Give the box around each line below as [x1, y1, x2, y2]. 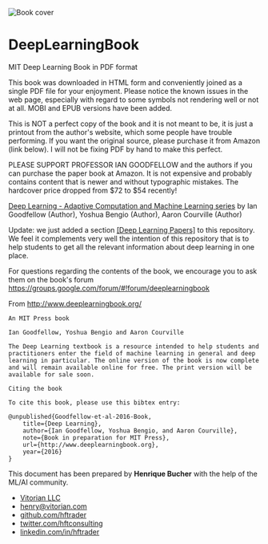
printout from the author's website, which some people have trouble [8, 127, 233, 136]
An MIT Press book [8, 314, 70, 323]
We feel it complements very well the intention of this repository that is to [8, 233, 250, 243]
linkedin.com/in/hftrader [19, 526, 100, 537]
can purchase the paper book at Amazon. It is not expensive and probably [8, 168, 252, 178]
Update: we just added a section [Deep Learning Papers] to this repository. [8, 225, 255, 234]
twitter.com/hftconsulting [19, 518, 103, 528]
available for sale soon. [8, 370, 94, 379]
